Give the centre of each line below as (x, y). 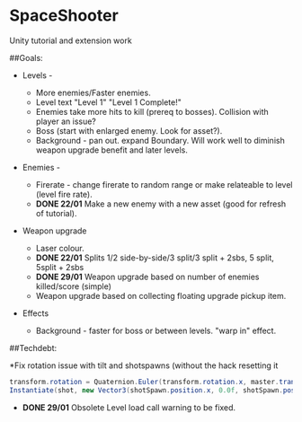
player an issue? (66, 121)
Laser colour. (60, 248)
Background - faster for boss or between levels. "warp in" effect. (156, 330)
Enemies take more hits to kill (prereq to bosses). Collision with (152, 111)
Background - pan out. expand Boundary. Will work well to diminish (160, 140)
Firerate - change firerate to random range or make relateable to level (164, 184)
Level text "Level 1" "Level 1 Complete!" (108, 102)
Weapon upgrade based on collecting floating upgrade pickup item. (161, 295)
